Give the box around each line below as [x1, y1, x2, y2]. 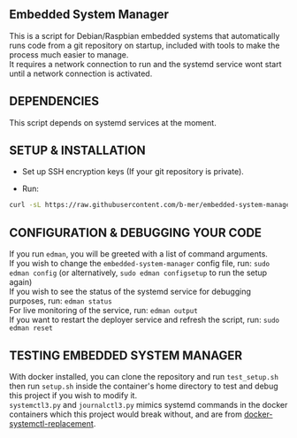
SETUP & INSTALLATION [9, 143, 146, 158]
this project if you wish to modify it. [9, 389, 138, 401]
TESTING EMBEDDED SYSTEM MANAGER [9, 348, 243, 363]
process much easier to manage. [9, 49, 129, 60]
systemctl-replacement [9, 418, 95, 428]
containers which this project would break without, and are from [9, 409, 243, 419]
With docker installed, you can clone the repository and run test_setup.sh [9, 371, 278, 381]
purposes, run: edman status [9, 296, 112, 306]
